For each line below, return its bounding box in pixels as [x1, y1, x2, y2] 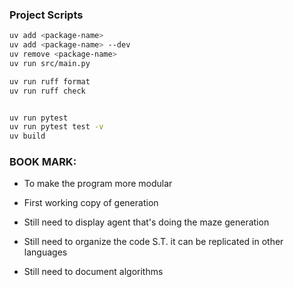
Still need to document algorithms [23, 266, 164, 278]
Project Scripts [9, 8, 84, 22]
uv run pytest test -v [9, 122, 104, 132]
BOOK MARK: [9, 155, 77, 169]
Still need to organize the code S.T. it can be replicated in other [23, 236, 284, 248]
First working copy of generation [23, 197, 159, 209]
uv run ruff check [9, 86, 86, 96]
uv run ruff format [9, 76, 91, 87]
